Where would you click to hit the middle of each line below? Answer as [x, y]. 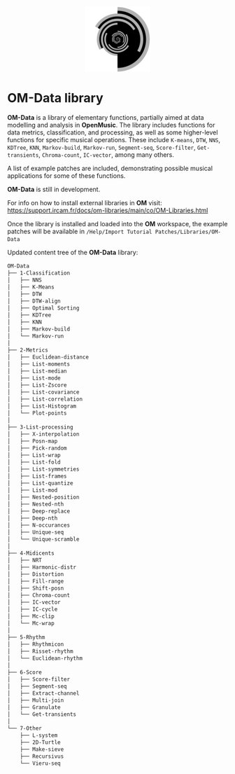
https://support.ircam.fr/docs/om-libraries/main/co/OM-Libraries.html [108, 210]
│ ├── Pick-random [37, 448]
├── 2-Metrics [28, 350]
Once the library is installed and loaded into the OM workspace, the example [117, 223]
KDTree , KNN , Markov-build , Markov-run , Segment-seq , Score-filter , [101, 147]
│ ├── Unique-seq [36, 532]
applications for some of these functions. [66, 175]
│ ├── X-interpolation [43, 434]
